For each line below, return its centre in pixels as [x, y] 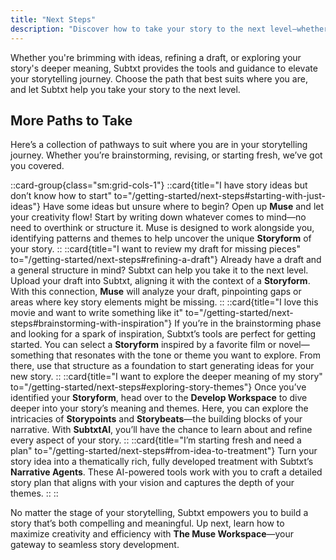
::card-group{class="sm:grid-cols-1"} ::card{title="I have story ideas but [159, 185]
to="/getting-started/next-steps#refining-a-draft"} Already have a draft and [166, 260]
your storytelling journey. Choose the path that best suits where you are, [159, 78]
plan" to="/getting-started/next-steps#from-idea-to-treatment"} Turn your [164, 451]
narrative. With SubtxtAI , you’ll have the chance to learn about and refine [161, 430]
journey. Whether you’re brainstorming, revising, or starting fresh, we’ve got [166, 155]
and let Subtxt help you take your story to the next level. [125, 89]
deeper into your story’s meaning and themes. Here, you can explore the [159, 408]
